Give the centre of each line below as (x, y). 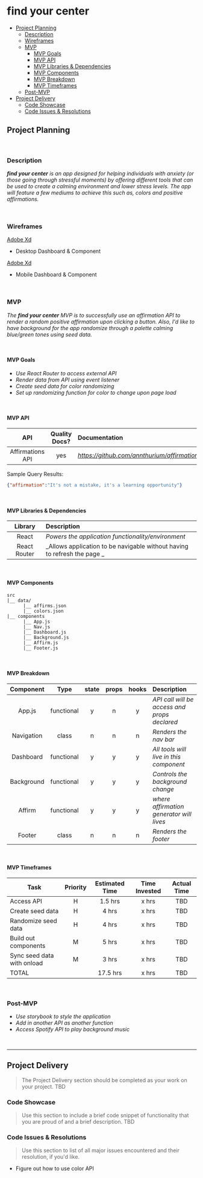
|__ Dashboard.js (45, 632)
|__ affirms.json (45, 606)
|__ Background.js (46, 638)
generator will (172, 814)
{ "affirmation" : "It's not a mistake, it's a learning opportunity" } (95, 485)
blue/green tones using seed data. (49, 334)
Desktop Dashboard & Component (58, 251)
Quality (61, 434)
